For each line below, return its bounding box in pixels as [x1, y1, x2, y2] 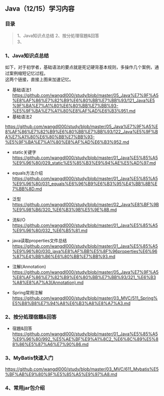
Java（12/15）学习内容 [5, 4, 75, 13]
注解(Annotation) [12, 263, 46, 269]
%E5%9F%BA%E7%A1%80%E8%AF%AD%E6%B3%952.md [5, 139, 129, 145]
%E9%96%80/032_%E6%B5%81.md [12, 227, 88, 233]
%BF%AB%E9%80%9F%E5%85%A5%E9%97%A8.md [5, 371, 117, 377]
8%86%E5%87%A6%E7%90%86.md [12, 342, 89, 348]
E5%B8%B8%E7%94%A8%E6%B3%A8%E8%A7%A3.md [12, 300, 131, 306]
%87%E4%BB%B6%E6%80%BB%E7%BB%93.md [12, 254, 116, 259]
